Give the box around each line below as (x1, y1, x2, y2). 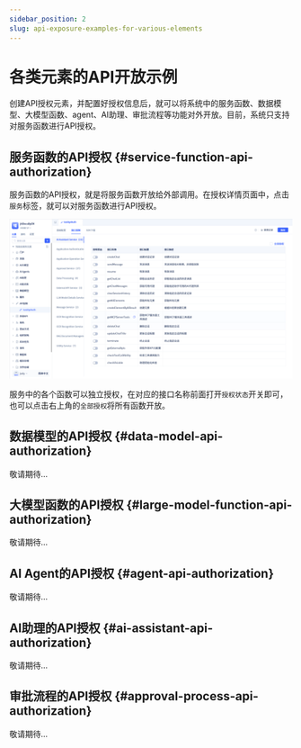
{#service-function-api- (114, 149, 253, 165)
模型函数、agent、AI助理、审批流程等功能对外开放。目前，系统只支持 (32, 109, 290, 121)
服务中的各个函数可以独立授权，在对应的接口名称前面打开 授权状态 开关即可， (9, 388, 288, 400)
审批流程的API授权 (9, 689, 112, 704)
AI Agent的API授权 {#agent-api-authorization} (9, 565, 274, 581)
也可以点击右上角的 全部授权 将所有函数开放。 (9, 400, 171, 410)
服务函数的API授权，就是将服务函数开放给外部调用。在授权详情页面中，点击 (9, 189, 290, 200)
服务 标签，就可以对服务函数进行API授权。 (9, 201, 162, 212)
